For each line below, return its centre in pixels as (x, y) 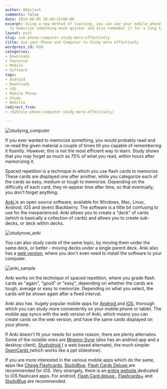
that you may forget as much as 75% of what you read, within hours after (80, 156)
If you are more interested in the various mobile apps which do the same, (80, 360)
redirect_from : (21, 107)
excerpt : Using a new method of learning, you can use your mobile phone (83, 24)
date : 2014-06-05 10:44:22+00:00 (40, 19)
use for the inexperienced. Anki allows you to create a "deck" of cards (77, 212)
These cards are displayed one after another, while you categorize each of (81, 176)
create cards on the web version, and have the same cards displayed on (79, 319)
